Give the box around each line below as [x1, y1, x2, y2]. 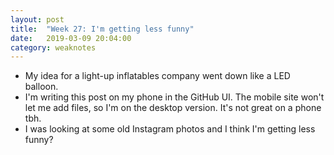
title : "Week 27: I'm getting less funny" [10, 24, 195, 34]
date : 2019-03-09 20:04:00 [10, 33, 132, 43]
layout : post [10, 14, 65, 25]
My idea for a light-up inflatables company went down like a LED [24, 70, 291, 82]
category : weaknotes [10, 42, 97, 53]
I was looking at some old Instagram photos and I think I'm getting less [24, 123, 316, 135]
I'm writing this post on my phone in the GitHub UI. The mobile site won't [24, 91, 325, 103]
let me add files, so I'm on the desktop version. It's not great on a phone [24, 102, 322, 114]
